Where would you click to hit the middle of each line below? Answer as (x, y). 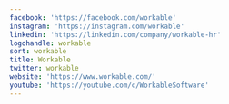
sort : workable (38, 52)
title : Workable (40, 60)
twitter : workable (44, 69)
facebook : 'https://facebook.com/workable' (93, 18)
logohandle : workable (50, 43)
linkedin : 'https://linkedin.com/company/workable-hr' (115, 34)
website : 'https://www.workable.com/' (83, 77)
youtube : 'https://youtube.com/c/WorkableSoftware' (109, 85)
